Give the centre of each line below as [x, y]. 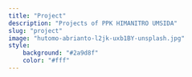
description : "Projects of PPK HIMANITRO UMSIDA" [93, 23]
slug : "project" [35, 30]
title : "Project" [37, 16]
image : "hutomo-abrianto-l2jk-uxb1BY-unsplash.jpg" [96, 38]
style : [19, 46]
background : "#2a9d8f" [61, 53]
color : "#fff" [46, 61]
